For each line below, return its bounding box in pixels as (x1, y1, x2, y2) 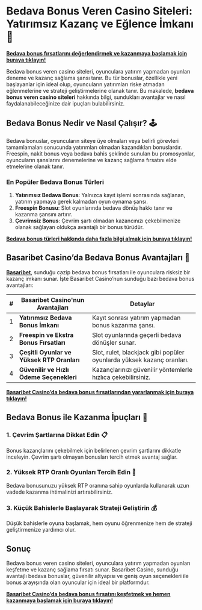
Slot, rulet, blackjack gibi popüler (92, 348, 185, 356)
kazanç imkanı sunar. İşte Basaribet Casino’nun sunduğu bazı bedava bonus (6, 275, 195, 282)
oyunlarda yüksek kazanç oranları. (92, 356, 189, 364)
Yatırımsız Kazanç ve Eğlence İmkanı (6, 17, 194, 31)
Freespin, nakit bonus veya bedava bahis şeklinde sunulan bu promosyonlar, (6, 149, 195, 157)
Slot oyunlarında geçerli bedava (92, 330, 182, 339)
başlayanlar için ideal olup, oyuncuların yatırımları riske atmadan (6, 80, 165, 88)
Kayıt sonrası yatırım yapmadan (92, 313, 181, 322)
